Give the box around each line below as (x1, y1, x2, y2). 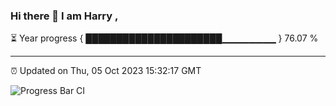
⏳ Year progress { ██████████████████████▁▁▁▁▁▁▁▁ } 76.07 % (10, 32, 319, 44)
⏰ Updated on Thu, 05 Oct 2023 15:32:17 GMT (10, 65, 202, 77)
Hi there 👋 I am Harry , (10, 9, 119, 23)
